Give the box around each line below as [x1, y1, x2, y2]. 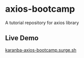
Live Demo [5, 34, 39, 42]
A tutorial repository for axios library [5, 20, 80, 26]
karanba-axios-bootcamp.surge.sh [5, 47, 77, 53]
